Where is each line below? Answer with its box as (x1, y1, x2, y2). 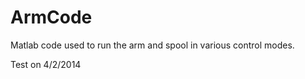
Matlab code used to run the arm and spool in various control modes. (10, 39, 295, 51)
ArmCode (10, 6, 93, 29)
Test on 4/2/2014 (10, 58, 82, 70)
